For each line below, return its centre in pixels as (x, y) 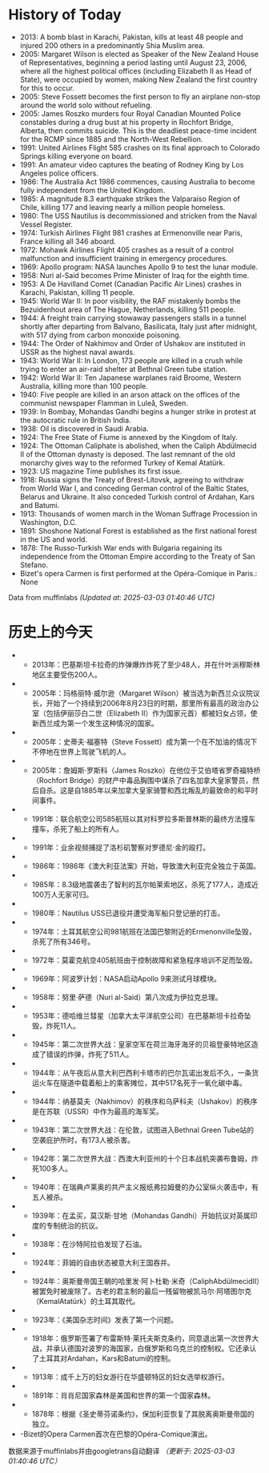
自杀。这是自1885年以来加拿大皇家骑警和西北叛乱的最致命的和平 (145, 790)
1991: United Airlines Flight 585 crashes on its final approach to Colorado (140, 147)
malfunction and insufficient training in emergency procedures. (124, 258)
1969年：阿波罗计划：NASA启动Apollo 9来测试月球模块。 (126, 979)
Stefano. (34, 565)
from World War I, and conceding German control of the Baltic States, (134, 488)
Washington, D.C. (48, 522)
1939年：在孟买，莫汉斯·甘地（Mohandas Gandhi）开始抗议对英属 (141, 1215)
